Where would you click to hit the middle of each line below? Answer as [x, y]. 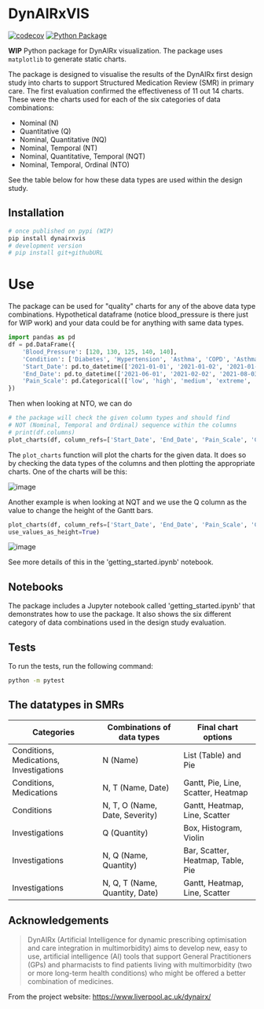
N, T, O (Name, [130, 805]
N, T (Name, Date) [136, 787]
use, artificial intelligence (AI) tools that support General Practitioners [139, 956]
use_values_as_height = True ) [54, 532]
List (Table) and [213, 755]
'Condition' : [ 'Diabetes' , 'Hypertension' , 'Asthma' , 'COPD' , [126, 359]
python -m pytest [37, 681]
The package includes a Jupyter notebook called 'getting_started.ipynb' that [132, 606]
